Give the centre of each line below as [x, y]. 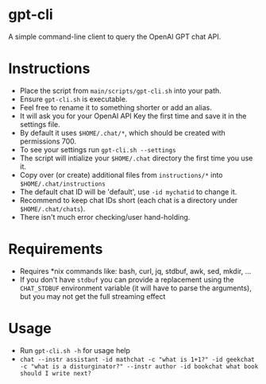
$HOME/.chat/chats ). [52, 209]
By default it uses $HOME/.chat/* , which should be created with [123, 132]
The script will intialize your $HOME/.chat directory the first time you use [136, 158]
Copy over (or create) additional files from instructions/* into [121, 175]
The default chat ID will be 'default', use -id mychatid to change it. [128, 191]
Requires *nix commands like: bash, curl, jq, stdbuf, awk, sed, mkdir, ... [135, 271]
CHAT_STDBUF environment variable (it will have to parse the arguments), [135, 288]
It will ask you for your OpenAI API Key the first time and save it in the [133, 116]
